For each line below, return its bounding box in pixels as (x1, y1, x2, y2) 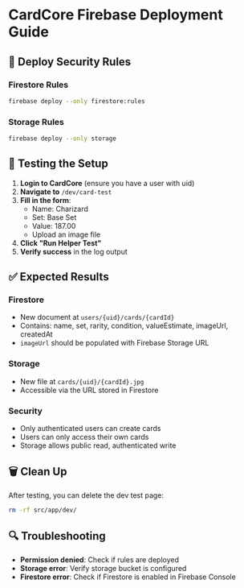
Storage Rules (8, 116, 64, 127)
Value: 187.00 (31, 221, 76, 230)
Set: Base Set (31, 212, 77, 222)
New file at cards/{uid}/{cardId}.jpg (19, 376, 144, 386)
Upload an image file (31, 230, 101, 239)
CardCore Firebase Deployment (8, 6, 223, 24)
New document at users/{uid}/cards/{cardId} (19, 313, 175, 322)
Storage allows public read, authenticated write (19, 441, 177, 450)
